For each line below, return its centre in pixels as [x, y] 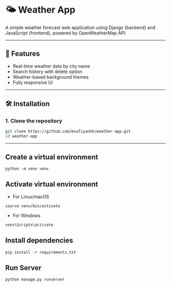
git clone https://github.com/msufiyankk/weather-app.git [68, 131]
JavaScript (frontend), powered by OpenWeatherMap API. [66, 33]
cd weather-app [21, 136]
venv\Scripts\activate [29, 225]
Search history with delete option [47, 71]
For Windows [26, 216]
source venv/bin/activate [33, 206]
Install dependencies [39, 241]
